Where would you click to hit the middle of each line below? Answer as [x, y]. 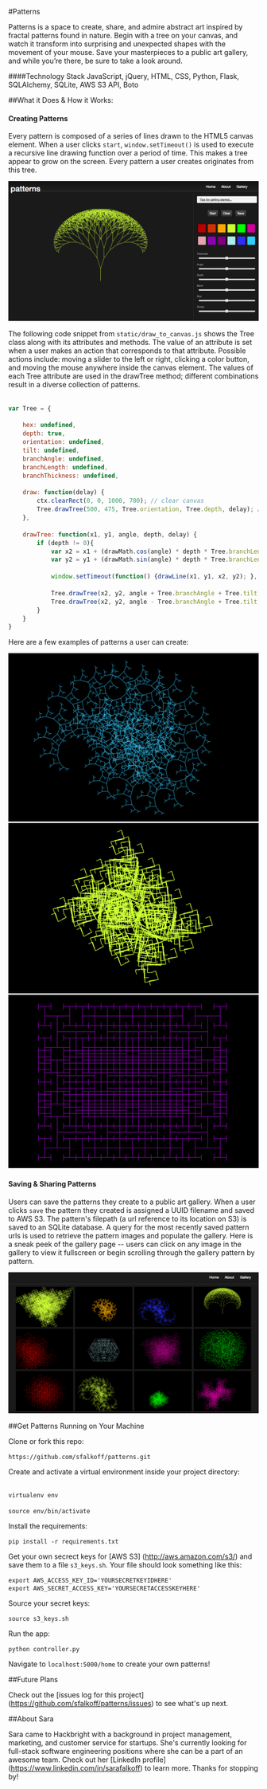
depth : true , [44, 434]
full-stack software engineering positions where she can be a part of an [126, 1752]
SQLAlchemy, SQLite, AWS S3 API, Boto [74, 84]
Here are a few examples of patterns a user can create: [99, 642]
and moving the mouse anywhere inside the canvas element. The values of [131, 367]
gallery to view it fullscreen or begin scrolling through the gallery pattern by [132, 1252]
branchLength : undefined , [66, 467]
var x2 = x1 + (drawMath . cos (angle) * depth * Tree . [139, 551]
